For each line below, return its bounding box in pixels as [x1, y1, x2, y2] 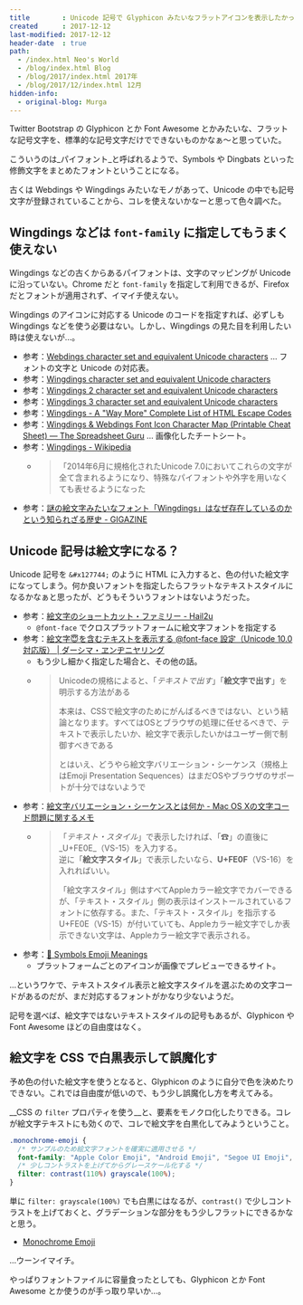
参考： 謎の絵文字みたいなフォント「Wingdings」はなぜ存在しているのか [22, 503, 292, 514]
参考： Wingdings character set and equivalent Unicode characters [22, 374, 271, 385]
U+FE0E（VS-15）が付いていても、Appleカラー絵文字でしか [58, 919, 283, 929]
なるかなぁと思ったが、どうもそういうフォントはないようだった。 [9, 592, 255, 602]
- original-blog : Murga [17, 97, 107, 107]
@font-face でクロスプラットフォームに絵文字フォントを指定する [35, 622, 278, 633]
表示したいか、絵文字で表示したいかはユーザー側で [90, 729, 280, 738]
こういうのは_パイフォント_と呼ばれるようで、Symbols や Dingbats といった [9, 154, 295, 165]
